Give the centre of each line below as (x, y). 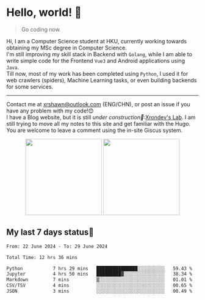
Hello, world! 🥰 (44, 13)
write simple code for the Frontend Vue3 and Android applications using (95, 60)
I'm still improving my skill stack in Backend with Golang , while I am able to (99, 54)
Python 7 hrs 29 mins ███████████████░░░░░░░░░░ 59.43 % (99, 268)
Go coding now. (41, 29)
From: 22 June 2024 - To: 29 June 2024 (57, 246)
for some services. (30, 86)
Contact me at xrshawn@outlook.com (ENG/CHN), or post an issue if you (98, 104)
